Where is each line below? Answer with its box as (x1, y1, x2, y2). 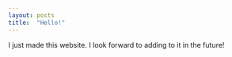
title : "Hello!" (8, 19, 66, 27)
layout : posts (8, 11, 55, 20)
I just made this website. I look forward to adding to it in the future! (8, 40, 225, 49)
